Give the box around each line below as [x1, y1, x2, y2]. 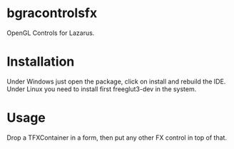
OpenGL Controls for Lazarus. [6, 29, 95, 37]
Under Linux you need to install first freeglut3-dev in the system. [6, 84, 197, 93]
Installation [6, 53, 75, 70]
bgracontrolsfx [6, 5, 98, 21]
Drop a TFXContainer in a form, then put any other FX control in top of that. [6, 133, 228, 142]
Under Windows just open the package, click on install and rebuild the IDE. [6, 77, 226, 86]
